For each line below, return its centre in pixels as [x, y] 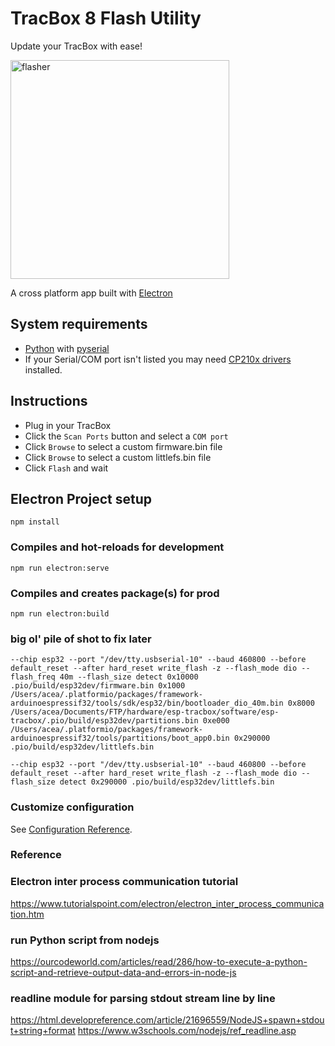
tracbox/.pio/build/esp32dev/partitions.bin [104, 721]
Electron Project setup [81, 498]
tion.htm [27, 914]
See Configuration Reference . [71, 829]
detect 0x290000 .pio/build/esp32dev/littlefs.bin [167, 782]
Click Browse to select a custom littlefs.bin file [118, 457]
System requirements [79, 324]
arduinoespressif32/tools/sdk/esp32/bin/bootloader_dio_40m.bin [147, 703]
